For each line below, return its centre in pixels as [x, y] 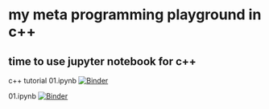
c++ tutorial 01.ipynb [43, 81]
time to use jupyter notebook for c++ [103, 61]
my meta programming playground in [135, 15]
